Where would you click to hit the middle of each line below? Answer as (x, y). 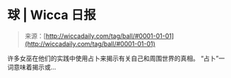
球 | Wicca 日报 (52, 15)
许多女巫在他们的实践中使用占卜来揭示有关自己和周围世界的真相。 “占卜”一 (116, 58)
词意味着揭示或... (32, 67)
